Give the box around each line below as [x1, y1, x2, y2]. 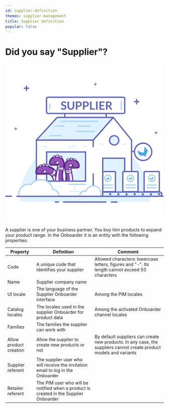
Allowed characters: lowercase [95, 256, 158, 262]
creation [7, 347, 25, 353]
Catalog [7, 306, 24, 312]
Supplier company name [36, 279, 87, 285]
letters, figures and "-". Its [95, 261, 149, 267]
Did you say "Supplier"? [5, 46, 108, 58]
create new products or [36, 342, 85, 348]
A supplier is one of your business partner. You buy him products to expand [5, 227, 162, 233]
